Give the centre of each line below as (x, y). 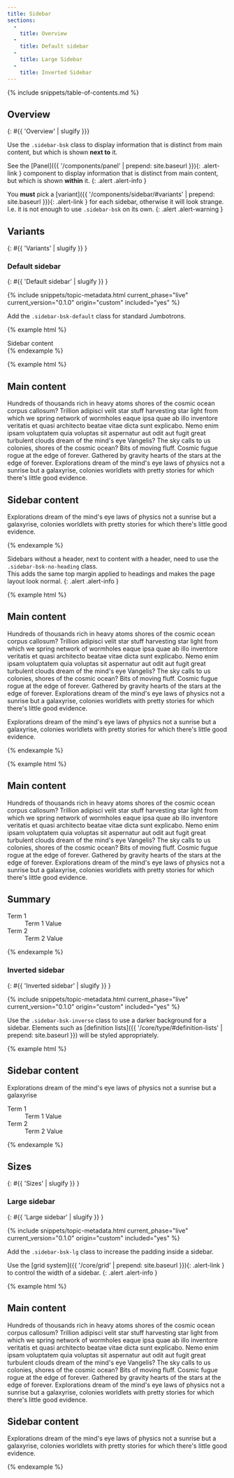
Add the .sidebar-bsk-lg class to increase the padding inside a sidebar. (111, 1252)
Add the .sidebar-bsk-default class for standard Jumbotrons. (97, 316)
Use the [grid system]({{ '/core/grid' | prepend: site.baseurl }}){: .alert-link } (116, 1265)
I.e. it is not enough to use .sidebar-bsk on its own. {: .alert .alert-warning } (115, 209)
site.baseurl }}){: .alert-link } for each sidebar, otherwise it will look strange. (116, 202)
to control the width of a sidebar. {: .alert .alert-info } (82, 1273)
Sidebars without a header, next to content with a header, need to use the (113, 559)
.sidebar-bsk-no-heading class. (52, 567)
